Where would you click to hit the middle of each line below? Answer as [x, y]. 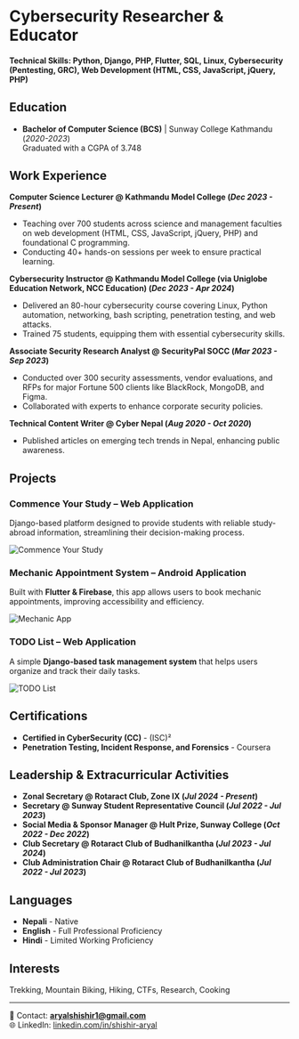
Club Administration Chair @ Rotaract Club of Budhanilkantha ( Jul [146, 863]
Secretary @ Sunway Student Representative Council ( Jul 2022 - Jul [152, 806]
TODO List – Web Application [73, 642]
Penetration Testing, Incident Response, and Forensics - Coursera [146, 747]
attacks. [36, 325]
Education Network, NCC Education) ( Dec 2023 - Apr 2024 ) [122, 288]
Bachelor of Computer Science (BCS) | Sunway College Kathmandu [147, 129]
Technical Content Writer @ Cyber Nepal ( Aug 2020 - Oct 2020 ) [130, 424]
